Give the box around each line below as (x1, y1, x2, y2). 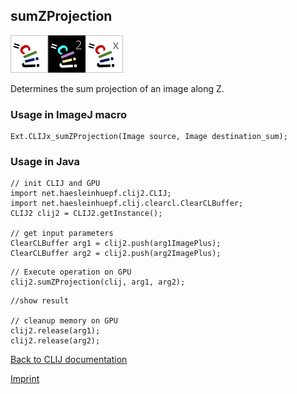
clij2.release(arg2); (10, 336, 101, 346)
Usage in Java (10, 155, 81, 169)
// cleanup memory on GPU (10, 316, 118, 326)
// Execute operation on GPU (10, 267, 132, 278)
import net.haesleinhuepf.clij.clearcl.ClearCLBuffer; (10, 199, 244, 209)
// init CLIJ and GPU (10, 179, 101, 189)
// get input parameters (10, 229, 114, 239)
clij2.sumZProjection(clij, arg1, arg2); (10, 277, 186, 288)
